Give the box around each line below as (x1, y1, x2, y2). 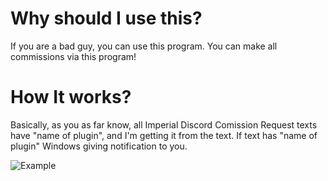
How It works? (10, 86, 132, 109)
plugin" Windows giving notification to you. (10, 140, 188, 152)
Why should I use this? (10, 7, 203, 30)
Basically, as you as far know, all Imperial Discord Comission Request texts (10, 118, 318, 131)
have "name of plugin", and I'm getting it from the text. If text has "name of (10, 129, 318, 141)
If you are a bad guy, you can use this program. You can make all (10, 40, 278, 52)
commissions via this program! (10, 50, 137, 62)
